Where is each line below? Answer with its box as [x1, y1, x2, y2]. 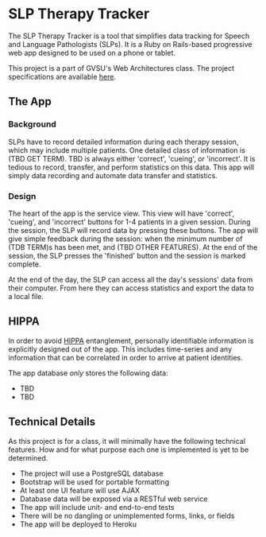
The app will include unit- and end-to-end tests [19, 502, 175, 512]
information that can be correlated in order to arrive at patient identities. [8, 352, 243, 362]
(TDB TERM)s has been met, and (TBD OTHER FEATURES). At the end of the [8, 242, 258, 251]
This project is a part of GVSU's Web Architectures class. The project [8, 63, 235, 72]
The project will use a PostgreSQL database [19, 469, 164, 478]
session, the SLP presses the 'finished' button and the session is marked [8, 251, 246, 260]
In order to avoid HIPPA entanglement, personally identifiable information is [8, 336, 254, 345]
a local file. [8, 291, 44, 301]
